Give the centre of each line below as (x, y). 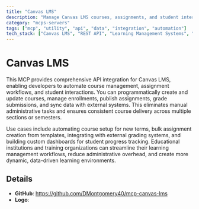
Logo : (22, 199)
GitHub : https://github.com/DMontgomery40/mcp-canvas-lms (91, 193)
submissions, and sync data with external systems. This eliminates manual (97, 105)
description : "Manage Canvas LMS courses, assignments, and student (92, 17)
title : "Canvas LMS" (32, 12)
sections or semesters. (34, 118)
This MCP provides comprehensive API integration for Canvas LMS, (89, 80)
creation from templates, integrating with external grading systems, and (94, 135)
